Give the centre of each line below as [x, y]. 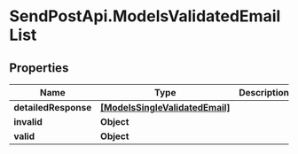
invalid [28, 122]
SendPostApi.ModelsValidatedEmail [145, 16]
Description [264, 92]
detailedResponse [53, 108]
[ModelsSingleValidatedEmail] [165, 108]
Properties [39, 68]
